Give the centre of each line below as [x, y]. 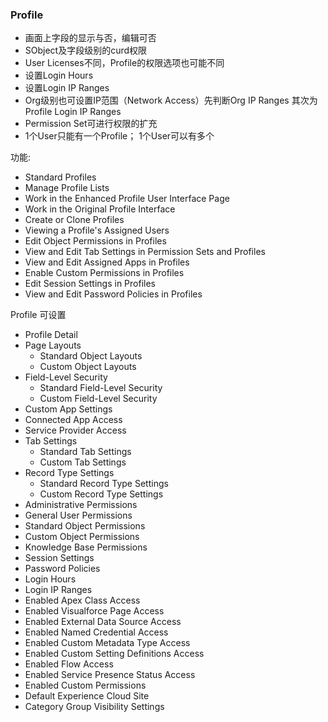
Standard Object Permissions [85, 526]
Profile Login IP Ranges [73, 112]
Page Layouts [53, 345]
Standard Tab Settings [85, 452]
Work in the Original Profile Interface [100, 209]
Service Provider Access [75, 430]
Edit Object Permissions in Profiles [95, 241]
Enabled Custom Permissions [85, 685]
